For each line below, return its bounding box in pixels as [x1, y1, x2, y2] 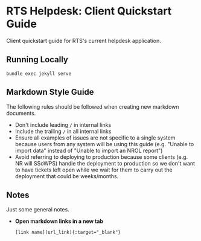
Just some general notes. [6, 206, 69, 213]
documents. [6, 109, 36, 117]
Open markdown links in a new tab [14, 217, 104, 225]
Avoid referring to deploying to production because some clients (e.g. [14, 153, 188, 161]
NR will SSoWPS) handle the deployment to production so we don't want [14, 159, 195, 167]
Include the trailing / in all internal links [14, 127, 112, 135]
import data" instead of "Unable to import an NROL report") [14, 147, 163, 154]
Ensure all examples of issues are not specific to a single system [14, 134, 176, 141]
